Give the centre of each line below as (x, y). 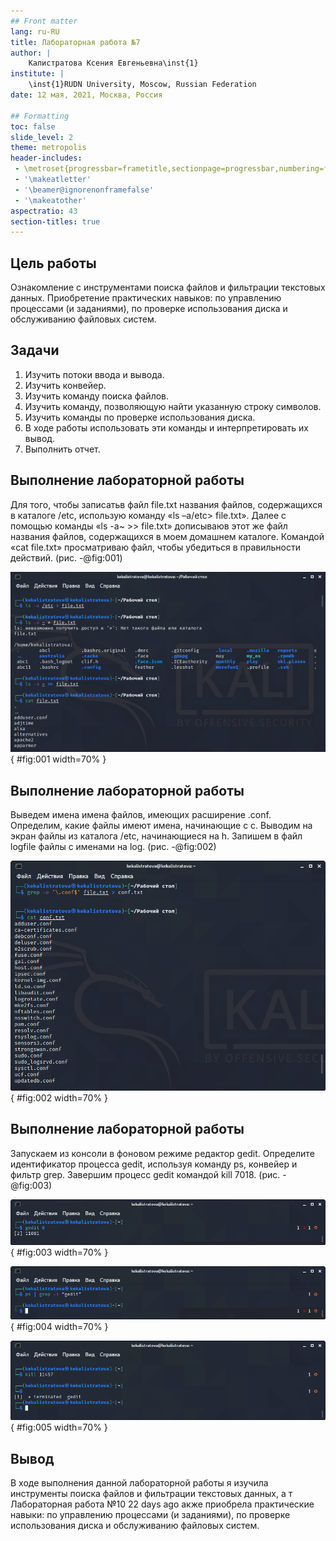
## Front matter (44, 21)
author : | (31, 53)
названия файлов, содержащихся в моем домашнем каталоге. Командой (167, 536)
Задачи (35, 350)
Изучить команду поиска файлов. (97, 396)
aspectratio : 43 (44, 211)
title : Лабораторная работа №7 (75, 42)
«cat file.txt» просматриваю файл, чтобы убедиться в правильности (155, 547)
